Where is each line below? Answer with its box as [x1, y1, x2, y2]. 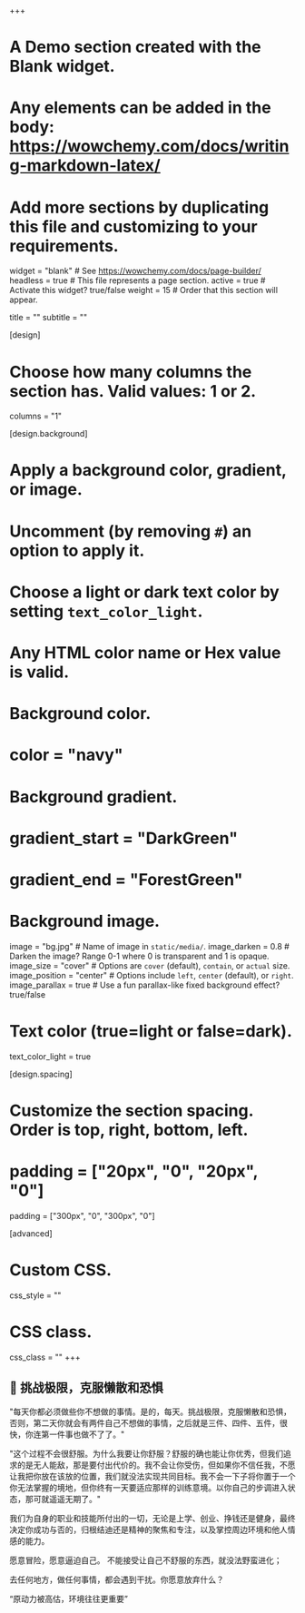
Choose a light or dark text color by [9, 582, 280, 602]
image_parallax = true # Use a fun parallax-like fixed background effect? [9, 979, 280, 990]
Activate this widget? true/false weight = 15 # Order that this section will [9, 285, 279, 296]
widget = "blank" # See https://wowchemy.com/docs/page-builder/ [9, 265, 261, 277]
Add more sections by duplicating [9, 197, 270, 218]
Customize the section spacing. [9, 1100, 254, 1121]
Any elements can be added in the [9, 97, 271, 118]
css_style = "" [9, 1290, 62, 1301]
